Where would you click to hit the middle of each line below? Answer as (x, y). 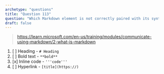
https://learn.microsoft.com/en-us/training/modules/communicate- (84, 37)
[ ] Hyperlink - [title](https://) (45, 67)
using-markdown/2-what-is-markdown (56, 42)
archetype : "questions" (29, 9)
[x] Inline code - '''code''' (40, 61)
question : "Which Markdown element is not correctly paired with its (77, 18)
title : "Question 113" (28, 14)
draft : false (18, 23)
